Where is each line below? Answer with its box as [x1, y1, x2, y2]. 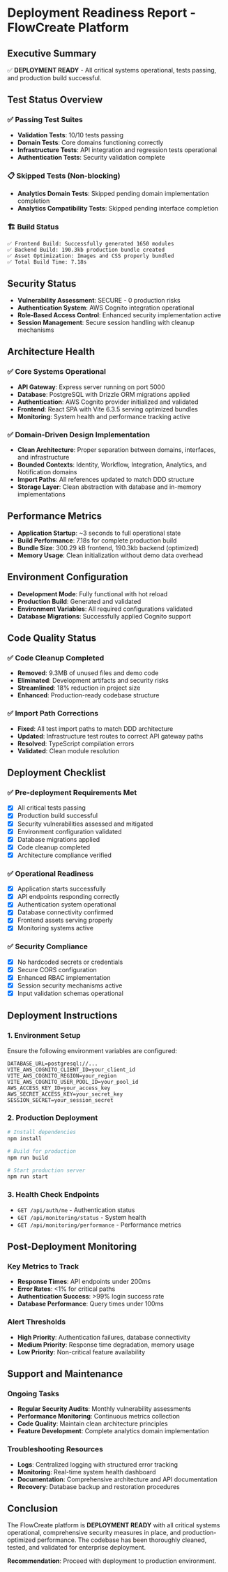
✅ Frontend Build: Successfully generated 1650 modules [7, 241, 174, 248]
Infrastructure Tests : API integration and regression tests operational [17, 145, 218, 154]
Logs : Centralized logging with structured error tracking [17, 1460, 178, 1469]
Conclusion [7, 1502, 59, 1514]
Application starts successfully [17, 884, 106, 893]
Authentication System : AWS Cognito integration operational [17, 303, 195, 312]
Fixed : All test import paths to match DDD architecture [17, 724, 174, 733]
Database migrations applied [17, 835, 100, 843]
